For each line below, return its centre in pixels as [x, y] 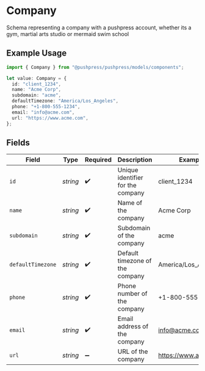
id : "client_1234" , [37, 84]
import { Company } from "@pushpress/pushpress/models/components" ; [95, 67]
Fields [18, 142]
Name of [130, 203]
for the [127, 185]
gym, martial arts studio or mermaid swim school [68, 34]
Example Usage [37, 53]
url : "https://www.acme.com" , [50, 118]
